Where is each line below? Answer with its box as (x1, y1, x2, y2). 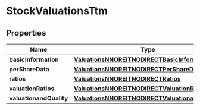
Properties (6, 28, 46, 38)
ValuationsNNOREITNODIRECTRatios (73, 75, 181, 83)
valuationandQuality (9, 94, 68, 102)
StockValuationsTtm (6, 4, 108, 18)
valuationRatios (9, 84, 55, 93)
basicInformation (9, 55, 60, 64)
